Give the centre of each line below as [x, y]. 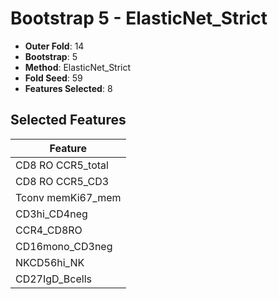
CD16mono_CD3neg [64, 246]
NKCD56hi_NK [50, 262]
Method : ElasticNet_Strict [78, 67]
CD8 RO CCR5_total [62, 165]
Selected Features [68, 120]
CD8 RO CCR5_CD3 [62, 181]
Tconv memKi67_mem [68, 197]
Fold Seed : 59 [53, 78]
